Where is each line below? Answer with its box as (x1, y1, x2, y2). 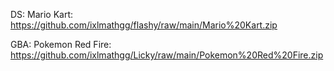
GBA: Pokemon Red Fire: (10, 39, 112, 50)
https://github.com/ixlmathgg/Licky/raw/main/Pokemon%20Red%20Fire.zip (10, 49, 324, 61)
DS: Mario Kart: (10, 9, 74, 20)
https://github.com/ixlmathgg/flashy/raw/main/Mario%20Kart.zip (10, 19, 278, 31)
